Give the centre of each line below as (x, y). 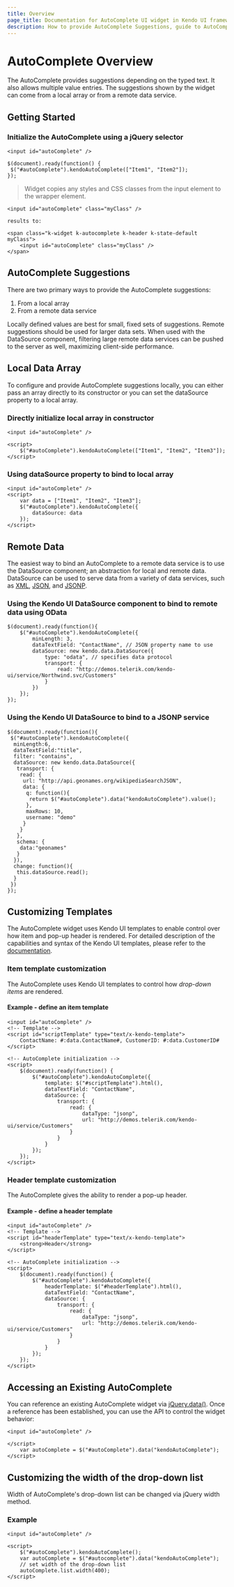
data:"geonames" (44, 848)
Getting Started (41, 117)
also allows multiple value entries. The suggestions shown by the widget (111, 88)
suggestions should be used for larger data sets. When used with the (106, 331)
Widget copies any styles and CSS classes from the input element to (123, 189)
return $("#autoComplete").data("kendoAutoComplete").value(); (123, 799)
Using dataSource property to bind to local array (91, 474)
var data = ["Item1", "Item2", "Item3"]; (80, 501)
